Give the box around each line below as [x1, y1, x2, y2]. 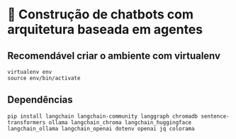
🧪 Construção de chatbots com [7, 6, 193, 23]
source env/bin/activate [7, 74, 81, 82]
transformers [7, 118, 46, 126]
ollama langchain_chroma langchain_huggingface [48, 118, 192, 126]
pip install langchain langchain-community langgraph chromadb [7, 113, 198, 120]
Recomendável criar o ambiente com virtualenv [7, 50, 221, 62]
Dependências [7, 94, 73, 106]
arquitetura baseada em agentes [7, 21, 203, 38]
